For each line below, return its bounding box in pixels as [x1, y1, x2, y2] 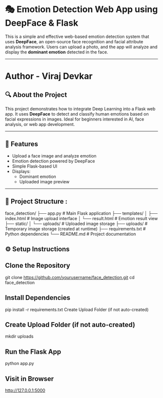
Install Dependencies [5, 294, 70, 302]
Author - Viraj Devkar [5, 71, 93, 82]
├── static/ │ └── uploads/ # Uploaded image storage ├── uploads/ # [5, 221, 148, 226]
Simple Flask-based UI [12, 163, 57, 169]
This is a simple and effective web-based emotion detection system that [5, 34, 149, 39]
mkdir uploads [5, 333, 34, 339]
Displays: [12, 168, 31, 174]
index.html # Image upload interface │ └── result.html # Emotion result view [5, 215, 158, 221]
